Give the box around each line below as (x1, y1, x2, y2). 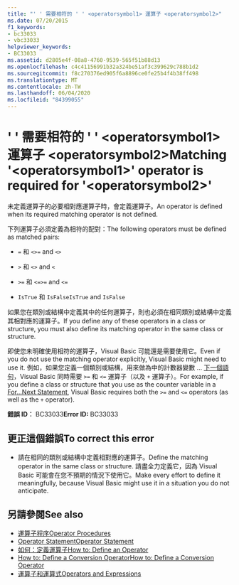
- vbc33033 (7, 37, 40, 44)
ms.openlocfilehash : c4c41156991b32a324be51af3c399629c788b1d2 (7, 63, 199, 70)
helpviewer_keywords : (7, 43, 72, 50)
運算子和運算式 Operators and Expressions (17, 569, 142, 578)
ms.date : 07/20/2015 (7, 17, 69, 24)
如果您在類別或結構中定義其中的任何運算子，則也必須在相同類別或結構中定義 (7, 307, 232, 316)
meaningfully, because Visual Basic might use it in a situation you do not (17, 478, 230, 487)
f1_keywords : (7, 23, 46, 31)
